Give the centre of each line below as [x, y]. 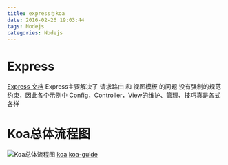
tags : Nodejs [26, 26]
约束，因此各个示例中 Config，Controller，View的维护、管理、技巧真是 [108, 95]
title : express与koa [36, 13]
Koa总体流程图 [49, 134]
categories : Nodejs [35, 33]
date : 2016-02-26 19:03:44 [46, 20]
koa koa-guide [77, 155]
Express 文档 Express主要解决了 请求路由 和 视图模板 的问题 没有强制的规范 [114, 87]
